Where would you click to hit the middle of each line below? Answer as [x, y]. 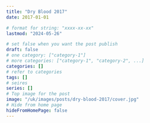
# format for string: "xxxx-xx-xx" [50, 28]
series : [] [20, 89]
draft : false [22, 50]
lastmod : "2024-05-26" [34, 33]
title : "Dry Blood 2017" [37, 12]
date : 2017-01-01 [28, 17]
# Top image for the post [38, 94]
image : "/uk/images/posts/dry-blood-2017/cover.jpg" [73, 100]
